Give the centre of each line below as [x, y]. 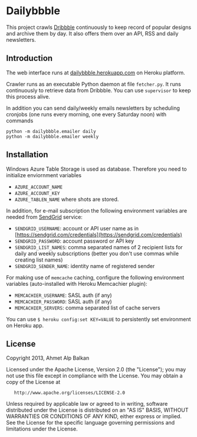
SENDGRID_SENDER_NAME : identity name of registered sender [85, 266]
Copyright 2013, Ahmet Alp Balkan [48, 358]
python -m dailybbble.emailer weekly [52, 136]
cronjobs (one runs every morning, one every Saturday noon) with [86, 114]
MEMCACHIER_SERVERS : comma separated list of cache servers [87, 308]
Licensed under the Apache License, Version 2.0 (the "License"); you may [96, 370]
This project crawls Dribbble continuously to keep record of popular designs [99, 27]
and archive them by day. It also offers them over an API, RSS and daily [92, 33]
